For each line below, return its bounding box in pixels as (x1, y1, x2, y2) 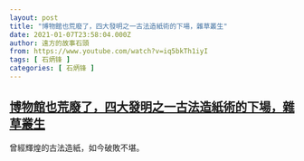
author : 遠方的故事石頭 (9, 38, 90, 48)
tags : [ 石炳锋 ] (9, 55, 71, 64)
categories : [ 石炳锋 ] (9, 64, 95, 73)
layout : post (9, 13, 59, 23)
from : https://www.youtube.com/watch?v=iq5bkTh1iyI (9, 47, 208, 56)
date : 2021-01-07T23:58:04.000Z (9, 30, 131, 39)
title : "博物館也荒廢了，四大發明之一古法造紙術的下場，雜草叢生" (9, 22, 228, 31)
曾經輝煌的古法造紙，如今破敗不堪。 (9, 142, 145, 153)
